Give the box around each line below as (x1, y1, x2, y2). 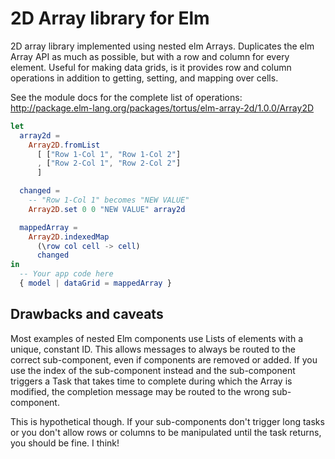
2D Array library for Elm (10, 7, 210, 30)
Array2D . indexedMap (28, 232, 110, 242)
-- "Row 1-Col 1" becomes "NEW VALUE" (28, 195, 190, 206)
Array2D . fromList (28, 140, 101, 150)
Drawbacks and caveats (10, 306, 164, 323)
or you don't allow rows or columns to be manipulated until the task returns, (10, 426, 322, 438)
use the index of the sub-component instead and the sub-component (10, 364, 296, 376)
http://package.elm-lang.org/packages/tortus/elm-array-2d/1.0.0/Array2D (10, 102, 315, 114)
